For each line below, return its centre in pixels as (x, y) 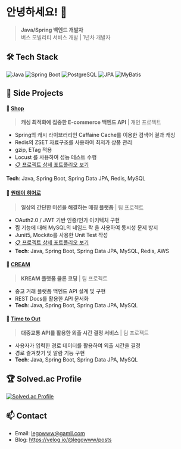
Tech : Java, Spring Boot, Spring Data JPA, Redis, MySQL (76, 179)
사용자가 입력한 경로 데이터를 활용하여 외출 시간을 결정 (78, 345)
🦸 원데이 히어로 (24, 193)
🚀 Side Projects (35, 93)
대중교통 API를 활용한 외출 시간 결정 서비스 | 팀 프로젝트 (85, 333)
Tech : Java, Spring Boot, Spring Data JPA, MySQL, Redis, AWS (92, 251)
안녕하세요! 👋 (37, 12)
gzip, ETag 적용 (33, 150)
